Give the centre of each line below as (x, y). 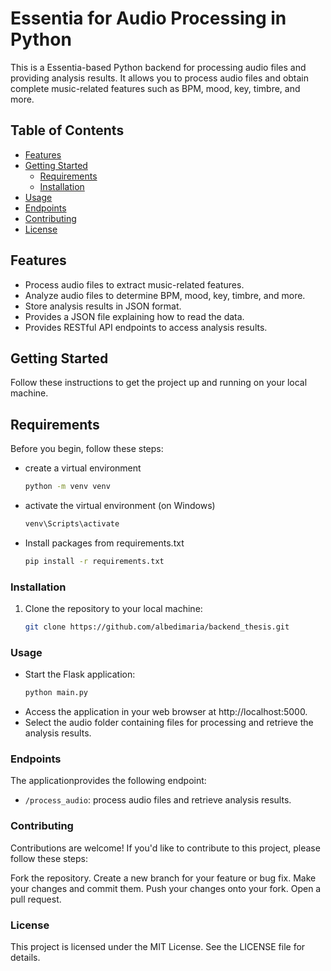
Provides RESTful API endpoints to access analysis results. (146, 327)
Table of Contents (67, 130)
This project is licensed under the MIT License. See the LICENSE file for (158, 947)
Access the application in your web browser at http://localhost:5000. (166, 712)
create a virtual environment (83, 468)
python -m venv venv (67, 487)
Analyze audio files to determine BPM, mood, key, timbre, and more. (165, 295)
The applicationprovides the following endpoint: (108, 781)
